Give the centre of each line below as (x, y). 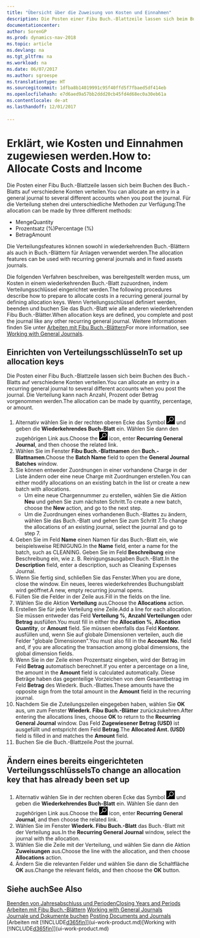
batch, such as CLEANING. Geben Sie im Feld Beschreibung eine (95, 552)
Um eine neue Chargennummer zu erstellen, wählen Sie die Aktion (105, 496)
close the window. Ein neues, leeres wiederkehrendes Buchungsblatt (99, 584)
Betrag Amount (33, 235)
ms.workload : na (27, 63)
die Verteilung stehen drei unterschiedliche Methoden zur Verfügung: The (96, 204)
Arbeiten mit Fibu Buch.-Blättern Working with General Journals (85, 909)
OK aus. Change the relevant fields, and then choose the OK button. (98, 870)
